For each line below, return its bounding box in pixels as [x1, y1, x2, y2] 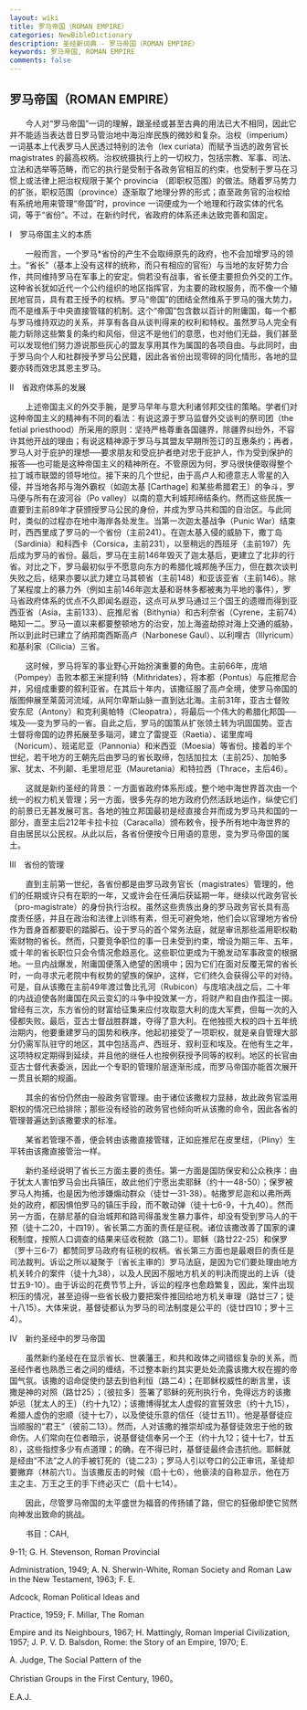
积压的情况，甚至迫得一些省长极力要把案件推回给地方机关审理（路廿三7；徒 [9, 1290, 294, 1302]
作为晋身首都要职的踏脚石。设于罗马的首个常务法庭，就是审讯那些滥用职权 [9, 924, 290, 934]
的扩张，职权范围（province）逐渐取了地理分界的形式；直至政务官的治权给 [9, 186, 291, 197]
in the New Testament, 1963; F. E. [9, 1573, 135, 1585]
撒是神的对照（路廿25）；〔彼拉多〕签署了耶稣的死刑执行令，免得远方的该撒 [9, 1386, 291, 1398]
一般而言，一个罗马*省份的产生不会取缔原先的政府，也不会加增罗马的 [25, 248, 286, 259]
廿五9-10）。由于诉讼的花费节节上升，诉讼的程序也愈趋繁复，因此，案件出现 [9, 1279, 295, 1290]
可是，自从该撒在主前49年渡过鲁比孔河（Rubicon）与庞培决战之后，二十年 [9, 981, 291, 992]
